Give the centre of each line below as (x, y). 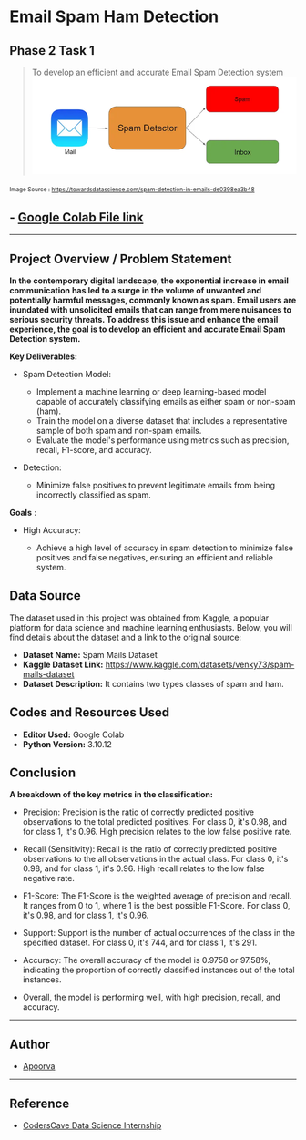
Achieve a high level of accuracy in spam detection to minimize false (165, 548)
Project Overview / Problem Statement (121, 258)
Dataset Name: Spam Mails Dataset (90, 654)
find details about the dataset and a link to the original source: (126, 637)
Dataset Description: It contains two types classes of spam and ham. (153, 683)
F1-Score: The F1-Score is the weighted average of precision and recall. (157, 896)
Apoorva (39, 1066)
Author (30, 1044)
